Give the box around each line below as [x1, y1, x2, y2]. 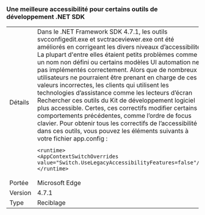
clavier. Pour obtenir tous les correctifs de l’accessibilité [37, 119, 197, 128]
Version [9, 189, 32, 197]
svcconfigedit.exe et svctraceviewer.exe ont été [37, 35, 174, 44]
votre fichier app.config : [37, 134, 108, 143]
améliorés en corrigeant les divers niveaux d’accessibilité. [37, 43, 203, 51]
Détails [9, 98, 29, 107]
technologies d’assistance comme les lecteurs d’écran [37, 89, 193, 97]
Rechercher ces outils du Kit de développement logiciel [37, 97, 195, 105]
